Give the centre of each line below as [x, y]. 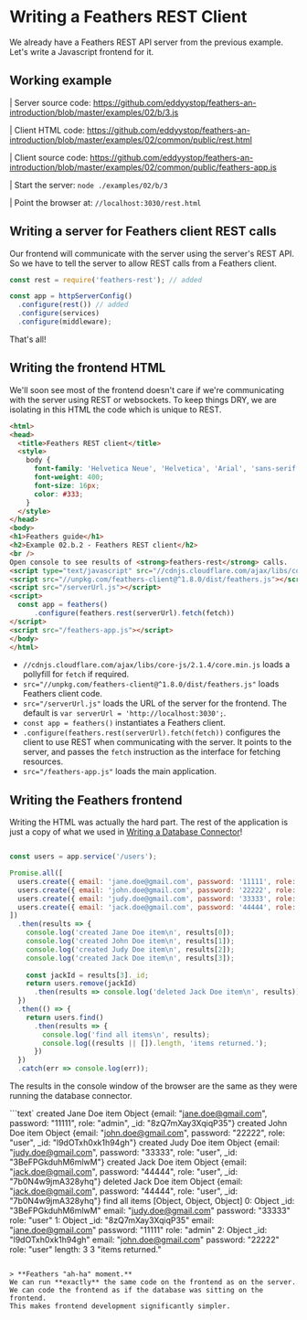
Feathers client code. [63, 694]
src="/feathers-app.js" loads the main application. [120, 772]
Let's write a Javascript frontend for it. [82, 51]
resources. [43, 761]
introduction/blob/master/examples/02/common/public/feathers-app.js [143, 167]
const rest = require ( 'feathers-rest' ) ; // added [106, 280]
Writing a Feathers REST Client [128, 17]
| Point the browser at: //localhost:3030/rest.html [106, 202]
